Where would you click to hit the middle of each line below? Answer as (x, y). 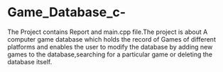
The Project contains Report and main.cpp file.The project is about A (108, 32)
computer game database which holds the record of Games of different (112, 39)
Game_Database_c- (67, 12)
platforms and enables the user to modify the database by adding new (110, 47)
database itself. (30, 61)
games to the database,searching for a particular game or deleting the (110, 54)
